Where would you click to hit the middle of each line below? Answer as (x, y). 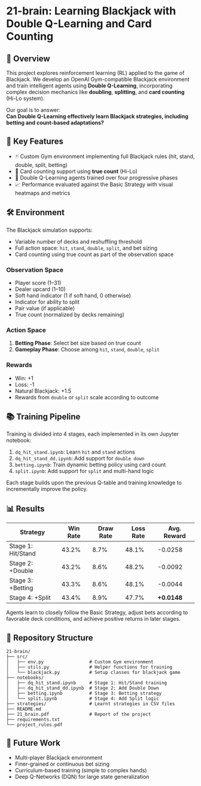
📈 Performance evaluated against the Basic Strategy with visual (94, 184)
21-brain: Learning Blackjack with (91, 11)
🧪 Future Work (33, 743)
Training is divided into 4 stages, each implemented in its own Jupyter (92, 434)
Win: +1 (24, 378)
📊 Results (25, 509)
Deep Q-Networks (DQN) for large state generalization (82, 776)
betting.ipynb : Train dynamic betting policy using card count (90, 465)
